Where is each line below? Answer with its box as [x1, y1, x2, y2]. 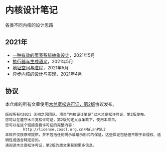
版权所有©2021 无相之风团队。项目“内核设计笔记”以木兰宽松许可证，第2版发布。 [5, 112, 148, 117]
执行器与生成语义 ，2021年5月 [12, 58, 73, 64]
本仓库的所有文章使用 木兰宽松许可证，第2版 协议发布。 [5, 101, 117, 107]
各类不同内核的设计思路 [5, 22, 53, 28]
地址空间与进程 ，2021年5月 [12, 64, 69, 70]
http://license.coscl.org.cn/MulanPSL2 [23, 127, 106, 132]
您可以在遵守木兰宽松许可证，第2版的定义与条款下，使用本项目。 [5, 117, 119, 122]
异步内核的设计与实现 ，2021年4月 [12, 71, 82, 77]
